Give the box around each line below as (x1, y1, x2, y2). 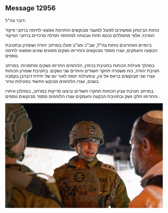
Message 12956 (5, 4, 56, 12)
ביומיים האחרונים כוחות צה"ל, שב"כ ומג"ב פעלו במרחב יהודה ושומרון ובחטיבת (5, 42, 152, 48)
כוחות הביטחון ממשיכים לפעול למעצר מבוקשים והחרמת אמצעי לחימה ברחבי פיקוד (5, 27, 159, 33)
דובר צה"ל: (5, 17, 26, 23)
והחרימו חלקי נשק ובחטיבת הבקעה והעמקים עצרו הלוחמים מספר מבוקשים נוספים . (5, 93, 161, 99)
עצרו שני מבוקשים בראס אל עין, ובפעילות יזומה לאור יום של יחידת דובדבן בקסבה (5, 72, 155, 79)
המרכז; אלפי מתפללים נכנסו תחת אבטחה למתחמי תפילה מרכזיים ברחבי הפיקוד (5, 32, 155, 38)
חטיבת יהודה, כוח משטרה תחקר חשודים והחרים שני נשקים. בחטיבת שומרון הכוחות (5, 67, 160, 73)
